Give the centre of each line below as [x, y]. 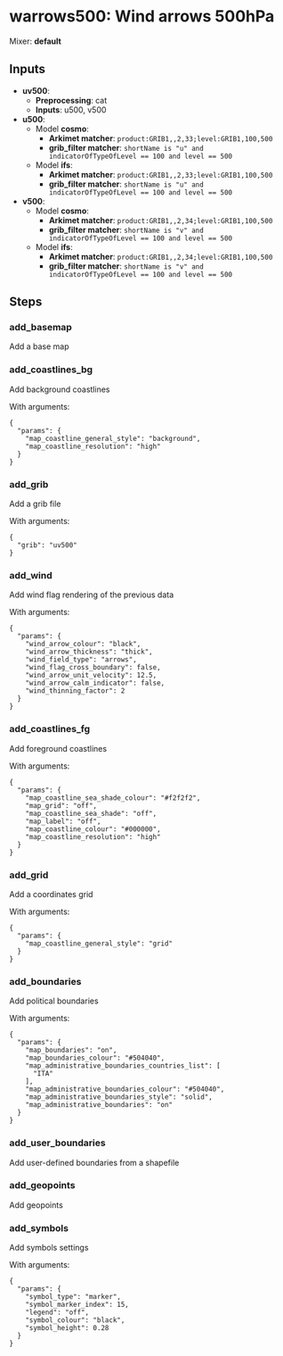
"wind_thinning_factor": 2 [75, 691]
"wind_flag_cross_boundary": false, [93, 668]
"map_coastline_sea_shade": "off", [91, 813]
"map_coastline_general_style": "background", [113, 438]
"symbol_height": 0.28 [67, 1328]
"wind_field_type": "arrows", [81, 660]
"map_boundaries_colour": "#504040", [95, 1058]
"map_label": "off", [63, 821]
